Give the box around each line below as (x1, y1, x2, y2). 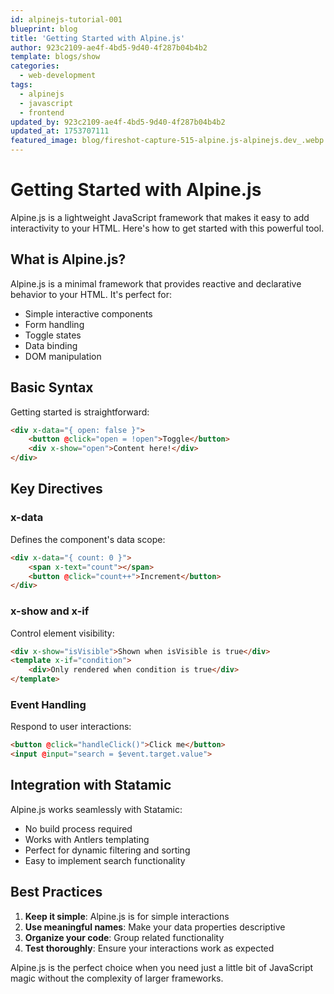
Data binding (24, 339, 78, 351)
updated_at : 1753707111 (10, 126, 110, 136)
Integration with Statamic (10, 777, 172, 794)
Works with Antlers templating (24, 833, 150, 845)
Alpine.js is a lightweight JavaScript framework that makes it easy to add (10, 211, 310, 223)
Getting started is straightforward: (10, 406, 150, 418)
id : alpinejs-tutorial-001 (10, 14, 123, 25)
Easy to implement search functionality (24, 854, 186, 866)
